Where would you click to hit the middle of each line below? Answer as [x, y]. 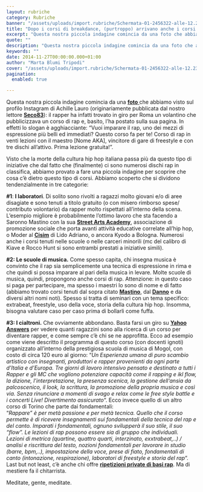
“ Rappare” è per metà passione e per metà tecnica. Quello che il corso [95, 413]
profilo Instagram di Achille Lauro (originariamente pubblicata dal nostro [96, 108]
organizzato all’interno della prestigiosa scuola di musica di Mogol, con [95, 348]
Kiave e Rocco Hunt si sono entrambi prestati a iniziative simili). [85, 248]
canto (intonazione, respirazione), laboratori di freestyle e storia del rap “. [97, 458]
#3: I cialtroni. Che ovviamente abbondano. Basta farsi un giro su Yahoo [97, 323]
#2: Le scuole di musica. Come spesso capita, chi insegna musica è [92, 260]
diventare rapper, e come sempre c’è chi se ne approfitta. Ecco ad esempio [100, 336]
